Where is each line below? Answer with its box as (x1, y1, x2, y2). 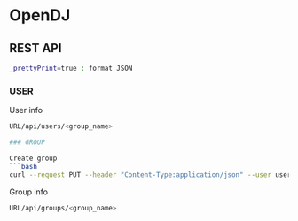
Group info (9, 187, 49, 197)
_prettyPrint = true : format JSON (9, 64, 133, 72)
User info (9, 105, 43, 116)
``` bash (9, 162, 38, 171)
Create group (9, 154, 58, 163)
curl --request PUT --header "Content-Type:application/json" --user (9, 170, 272, 179)
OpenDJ (9, 5, 71, 26)
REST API (9, 41, 62, 56)
